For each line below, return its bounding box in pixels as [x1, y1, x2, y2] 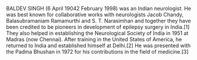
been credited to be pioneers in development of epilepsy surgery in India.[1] [6, 23, 190, 30]
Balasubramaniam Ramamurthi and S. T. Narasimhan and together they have [6, 17, 191, 24]
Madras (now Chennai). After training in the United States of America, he [6, 36, 182, 43]
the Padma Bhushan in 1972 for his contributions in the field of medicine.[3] [6, 48, 189, 55]
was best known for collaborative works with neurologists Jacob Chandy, [6, 11, 184, 18]
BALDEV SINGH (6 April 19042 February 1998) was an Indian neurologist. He [6, 5, 191, 12]
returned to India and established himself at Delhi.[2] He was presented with [6, 42, 191, 49]
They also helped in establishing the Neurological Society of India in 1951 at [6, 30, 189, 37]
